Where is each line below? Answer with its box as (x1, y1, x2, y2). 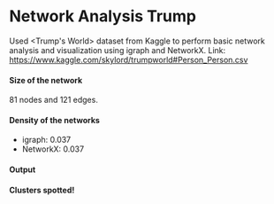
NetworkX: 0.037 (21, 144, 85, 154)
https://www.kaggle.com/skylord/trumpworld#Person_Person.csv (9, 54, 248, 65)
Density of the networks (9, 114, 100, 125)
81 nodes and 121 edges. (9, 95, 99, 106)
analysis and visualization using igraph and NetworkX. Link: (9, 44, 226, 55)
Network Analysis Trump (9, 6, 197, 27)
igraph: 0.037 (21, 135, 72, 145)
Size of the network (9, 75, 83, 85)
